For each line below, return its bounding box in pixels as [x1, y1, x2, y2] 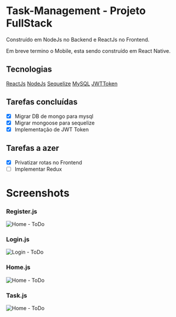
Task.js [6, 291, 28, 299]
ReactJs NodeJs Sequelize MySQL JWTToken [6, 80, 118, 87]
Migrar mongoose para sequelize [14, 119, 95, 126]
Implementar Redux [14, 166, 62, 173]
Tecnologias [6, 65, 52, 75]
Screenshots [6, 186, 70, 200]
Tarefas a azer [6, 143, 60, 153]
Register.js [6, 207, 38, 215]
